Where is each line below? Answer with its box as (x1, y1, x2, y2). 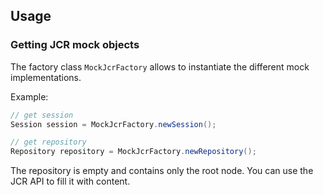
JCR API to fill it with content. (10, 175, 131, 188)
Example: (10, 90, 49, 103)
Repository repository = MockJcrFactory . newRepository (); (10, 147, 257, 157)
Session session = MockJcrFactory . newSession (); (10, 119, 217, 129)
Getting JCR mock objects (10, 38, 140, 52)
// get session (10, 110, 74, 120)
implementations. (10, 71, 82, 83)
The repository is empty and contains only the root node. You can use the (10, 165, 314, 177)
